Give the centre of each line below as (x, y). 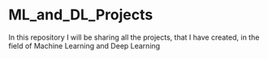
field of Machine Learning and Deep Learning (84, 45)
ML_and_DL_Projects (81, 15)
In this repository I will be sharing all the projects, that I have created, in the (134, 37)
